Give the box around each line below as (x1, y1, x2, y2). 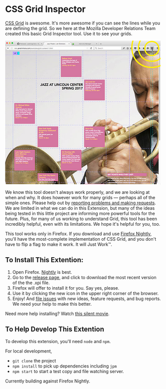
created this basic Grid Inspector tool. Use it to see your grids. (5, 30, 133, 36)
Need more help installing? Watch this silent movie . (5, 311, 110, 317)
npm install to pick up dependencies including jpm (12, 363, 117, 369)
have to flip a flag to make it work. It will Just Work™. (5, 241, 113, 247)
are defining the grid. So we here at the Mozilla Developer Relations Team (5, 25, 156, 31)
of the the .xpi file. (12, 280, 50, 286)
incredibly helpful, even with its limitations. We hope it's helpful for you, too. (5, 221, 161, 227)
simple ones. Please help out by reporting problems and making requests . (5, 200, 157, 206)
